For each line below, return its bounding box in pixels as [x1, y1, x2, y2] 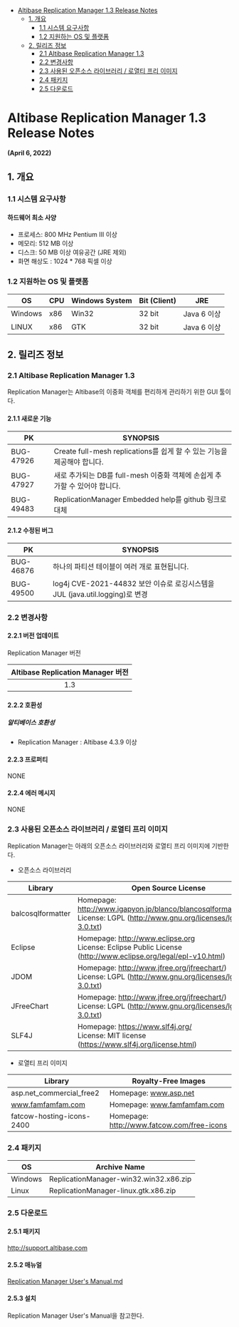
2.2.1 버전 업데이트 [7, 631, 59, 640]
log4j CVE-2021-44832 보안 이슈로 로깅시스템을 [53, 578, 215, 588]
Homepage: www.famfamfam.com [109, 1100, 225, 1110]
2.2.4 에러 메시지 [7, 789, 55, 797]
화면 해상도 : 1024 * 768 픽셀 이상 [17, 257, 112, 266]
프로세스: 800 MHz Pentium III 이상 [17, 230, 117, 239]
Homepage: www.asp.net [109, 1088, 195, 1098]
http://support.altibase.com [7, 1244, 87, 1252]
